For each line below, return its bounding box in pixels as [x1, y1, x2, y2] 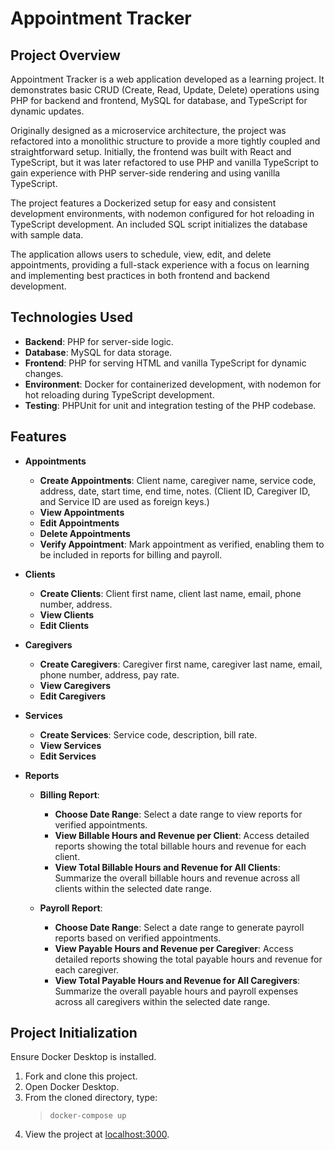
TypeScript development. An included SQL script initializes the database [10, 218, 308, 230]
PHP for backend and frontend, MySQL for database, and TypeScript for [10, 95, 308, 106]
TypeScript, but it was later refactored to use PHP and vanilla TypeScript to [10, 157, 320, 168]
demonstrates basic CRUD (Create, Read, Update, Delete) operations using [10, 84, 320, 96]
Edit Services [39, 750, 97, 762]
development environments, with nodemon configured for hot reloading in [10, 208, 315, 219]
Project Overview [10, 47, 121, 64]
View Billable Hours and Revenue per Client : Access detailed [54, 829, 310, 841]
